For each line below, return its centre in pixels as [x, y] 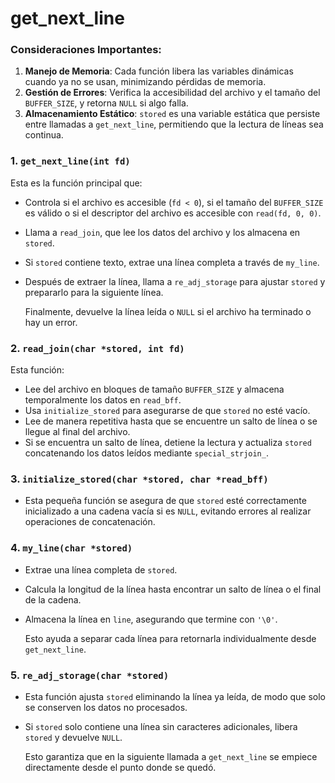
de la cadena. [53, 599]
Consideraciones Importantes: [86, 50]
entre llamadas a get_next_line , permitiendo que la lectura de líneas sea [174, 124]
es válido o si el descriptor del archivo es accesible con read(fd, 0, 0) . [173, 213]
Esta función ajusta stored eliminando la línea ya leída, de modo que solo [175, 696]
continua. [44, 135]
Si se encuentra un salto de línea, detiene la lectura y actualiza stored [168, 443]
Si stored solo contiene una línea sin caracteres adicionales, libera [161, 726]
